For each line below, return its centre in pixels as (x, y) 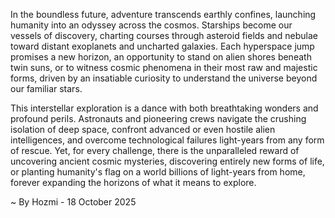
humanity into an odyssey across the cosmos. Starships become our (151, 25)
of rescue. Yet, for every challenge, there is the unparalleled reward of (155, 150)
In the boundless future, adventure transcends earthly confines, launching (163, 14)
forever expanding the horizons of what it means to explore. (133, 182)
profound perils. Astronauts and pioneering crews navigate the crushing (158, 118)
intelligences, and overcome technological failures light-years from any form (167, 140)
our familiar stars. (46, 88)
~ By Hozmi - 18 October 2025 (73, 202)
